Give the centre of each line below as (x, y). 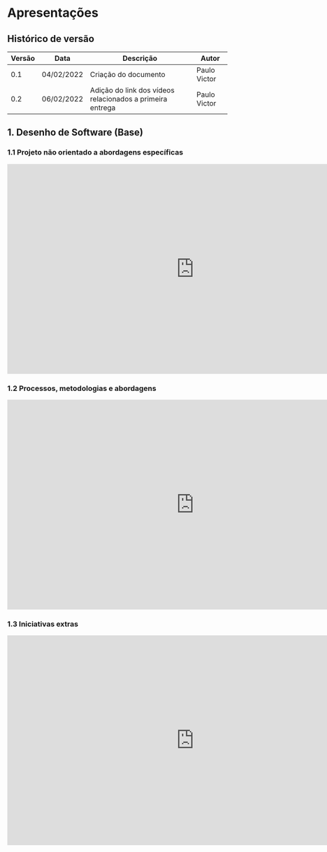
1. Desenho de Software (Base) (75, 133)
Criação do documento (128, 74)
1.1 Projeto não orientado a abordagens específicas (95, 152)
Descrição (139, 58)
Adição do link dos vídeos (132, 90)
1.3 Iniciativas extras (43, 624)
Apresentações (53, 13)
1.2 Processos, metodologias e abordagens (82, 388)
